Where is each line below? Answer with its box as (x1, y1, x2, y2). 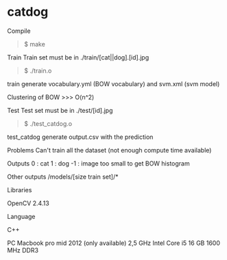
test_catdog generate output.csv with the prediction (7, 133, 154, 141)
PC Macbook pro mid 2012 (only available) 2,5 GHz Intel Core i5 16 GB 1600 (7, 239, 221, 247)
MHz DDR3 (7, 246, 39, 254)
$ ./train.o (23, 66, 52, 75)
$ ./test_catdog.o (23, 119, 73, 127)
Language (7, 212, 36, 220)
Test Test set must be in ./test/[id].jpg (7, 106, 113, 114)
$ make (23, 40, 46, 48)
